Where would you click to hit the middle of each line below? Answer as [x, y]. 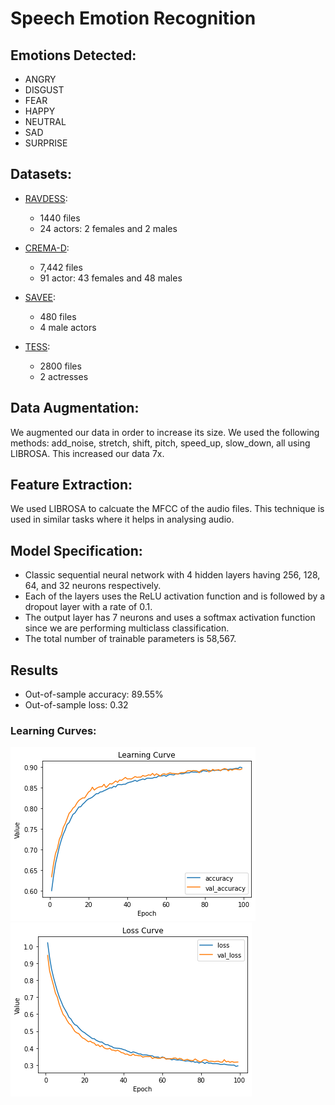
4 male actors [68, 327]
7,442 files [61, 267]
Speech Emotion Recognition [133, 18]
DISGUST [44, 90]
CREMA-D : [47, 248]
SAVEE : [40, 297]
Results [34, 670]
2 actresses [64, 376]
